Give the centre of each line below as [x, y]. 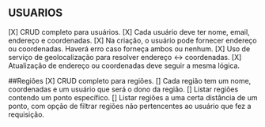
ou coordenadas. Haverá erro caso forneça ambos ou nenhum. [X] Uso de [129, 49]
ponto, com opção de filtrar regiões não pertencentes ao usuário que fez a [130, 106]
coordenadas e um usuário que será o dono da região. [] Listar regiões [123, 89]
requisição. [26, 114]
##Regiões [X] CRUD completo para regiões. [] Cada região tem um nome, [130, 80]
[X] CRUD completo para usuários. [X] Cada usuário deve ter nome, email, [129, 32]
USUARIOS [36, 13]
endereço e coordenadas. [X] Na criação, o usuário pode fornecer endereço [132, 40]
